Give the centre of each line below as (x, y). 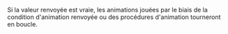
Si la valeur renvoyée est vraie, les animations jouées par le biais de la (107, 10)
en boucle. (23, 24)
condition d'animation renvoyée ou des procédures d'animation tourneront (114, 17)
